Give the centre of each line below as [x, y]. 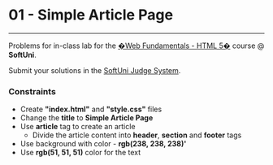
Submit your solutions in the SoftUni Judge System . [95, 70]
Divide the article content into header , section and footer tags [137, 135]
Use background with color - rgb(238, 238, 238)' [103, 144]
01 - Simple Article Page [91, 15]
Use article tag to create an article [78, 127]
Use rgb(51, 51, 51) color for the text [80, 153]
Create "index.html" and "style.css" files [91, 109]
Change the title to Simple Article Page [87, 118]
